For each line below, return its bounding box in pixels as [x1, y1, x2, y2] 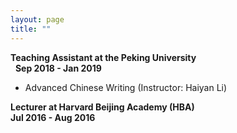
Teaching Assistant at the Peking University [10, 51, 197, 63]
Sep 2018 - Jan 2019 [14, 62, 102, 74]
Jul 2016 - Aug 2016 [10, 111, 96, 123]
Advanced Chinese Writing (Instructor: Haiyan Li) [24, 81, 228, 93]
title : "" [10, 24, 52, 34]
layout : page [10, 14, 65, 25]
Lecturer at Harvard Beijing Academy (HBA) [10, 101, 195, 113]
